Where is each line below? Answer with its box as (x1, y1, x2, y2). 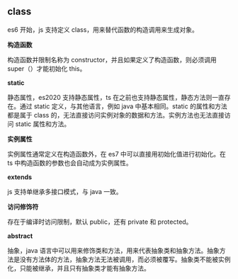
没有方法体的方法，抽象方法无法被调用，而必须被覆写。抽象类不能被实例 (19, 255, 231, 263)
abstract (7, 232, 33, 240)
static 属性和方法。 (15, 120, 71, 128)
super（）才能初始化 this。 (7, 64, 86, 73)
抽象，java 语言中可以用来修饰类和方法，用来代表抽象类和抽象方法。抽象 (7, 246, 220, 254)
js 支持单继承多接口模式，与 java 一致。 (7, 187, 123, 195)
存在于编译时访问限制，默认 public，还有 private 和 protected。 (7, 217, 193, 226)
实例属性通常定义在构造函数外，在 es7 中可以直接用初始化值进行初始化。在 (7, 149, 227, 158)
